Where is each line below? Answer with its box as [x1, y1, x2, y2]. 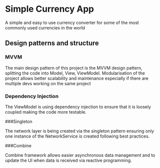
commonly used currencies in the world [5, 24, 85, 30]
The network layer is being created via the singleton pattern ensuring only [5, 128, 154, 134]
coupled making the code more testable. [5, 109, 87, 115]
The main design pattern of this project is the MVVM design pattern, [5, 65, 143, 71]
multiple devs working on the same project [5, 80, 91, 86]
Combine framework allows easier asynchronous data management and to [5, 152, 156, 158]
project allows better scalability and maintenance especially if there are [5, 75, 149, 81]
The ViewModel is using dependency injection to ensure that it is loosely [5, 104, 151, 110]
